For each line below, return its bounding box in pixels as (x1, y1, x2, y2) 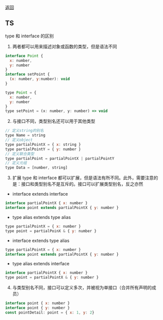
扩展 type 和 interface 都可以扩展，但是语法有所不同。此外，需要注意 (12, 175, 154, 181)
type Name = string (5, 133, 46, 138)
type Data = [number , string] (5, 165, 68, 170)
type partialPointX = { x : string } (5, 142, 81, 147)
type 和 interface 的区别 (5, 33, 54, 39)
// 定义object (5, 137, 33, 143)
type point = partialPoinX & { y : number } (5, 228, 97, 233)
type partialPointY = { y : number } (5, 146, 81, 152)
